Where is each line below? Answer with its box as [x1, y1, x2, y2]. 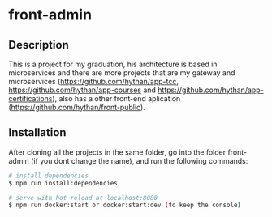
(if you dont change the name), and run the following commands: [31, 155, 248, 165]
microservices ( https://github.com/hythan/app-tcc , [8, 77, 179, 86]
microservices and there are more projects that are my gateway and [8, 68, 235, 78]
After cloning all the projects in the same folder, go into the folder [8, 147, 226, 157]
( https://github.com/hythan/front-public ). [8, 103, 146, 112]
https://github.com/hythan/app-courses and [8, 85, 157, 95]
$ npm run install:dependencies [8, 179, 118, 187]
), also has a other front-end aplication [52, 94, 181, 103]
